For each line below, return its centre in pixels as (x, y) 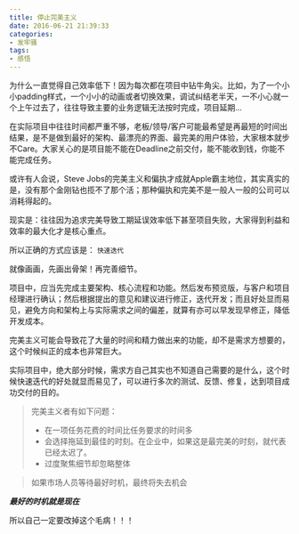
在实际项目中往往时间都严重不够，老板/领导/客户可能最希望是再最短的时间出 (149, 126)
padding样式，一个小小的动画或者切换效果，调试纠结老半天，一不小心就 (149, 96)
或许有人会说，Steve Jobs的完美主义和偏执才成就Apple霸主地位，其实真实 (145, 178)
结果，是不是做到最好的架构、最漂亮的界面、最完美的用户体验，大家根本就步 (149, 138)
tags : (19, 51)
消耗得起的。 (32, 201)
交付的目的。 (40, 392)
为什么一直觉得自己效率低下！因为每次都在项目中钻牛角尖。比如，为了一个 (145, 85)
